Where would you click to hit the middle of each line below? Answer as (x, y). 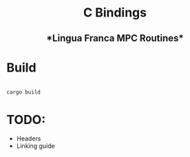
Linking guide (36, 146)
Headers (29, 138)
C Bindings (115, 13)
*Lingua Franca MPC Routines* (115, 38)
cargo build (23, 92)
